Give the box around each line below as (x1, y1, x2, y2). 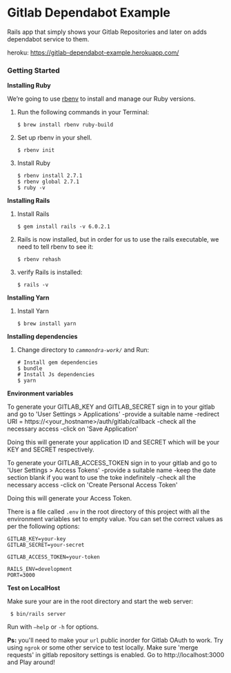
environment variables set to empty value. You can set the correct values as (7, 515, 223, 523)
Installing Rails (7, 197, 50, 205)
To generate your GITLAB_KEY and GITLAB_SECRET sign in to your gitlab (7, 402, 215, 411)
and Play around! (7, 658, 55, 667)
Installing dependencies (7, 333, 78, 341)
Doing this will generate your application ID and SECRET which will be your (7, 438, 220, 447)
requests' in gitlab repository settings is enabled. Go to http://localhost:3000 (7, 651, 225, 659)
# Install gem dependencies (17, 359, 98, 367)
